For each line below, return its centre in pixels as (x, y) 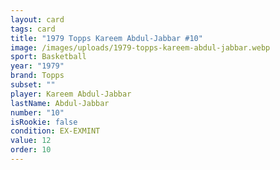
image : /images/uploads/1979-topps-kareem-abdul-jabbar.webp (140, 47)
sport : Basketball (48, 57)
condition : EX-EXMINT (55, 131)
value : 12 (31, 141)
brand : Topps (37, 76)
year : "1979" (37, 66)
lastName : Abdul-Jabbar (60, 103)
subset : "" (33, 85)
